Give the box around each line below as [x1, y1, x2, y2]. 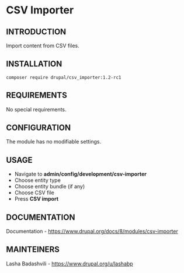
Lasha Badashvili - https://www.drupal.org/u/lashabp [6, 260, 133, 267]
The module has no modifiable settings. [6, 138, 101, 145]
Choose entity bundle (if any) [14, 183, 85, 190]
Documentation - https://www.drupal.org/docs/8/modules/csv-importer [6, 228, 178, 235]
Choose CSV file [14, 189, 54, 196]
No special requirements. [6, 106, 67, 113]
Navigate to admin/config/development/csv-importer [14, 170, 147, 178]
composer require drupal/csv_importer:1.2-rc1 [6, 74, 121, 80]
